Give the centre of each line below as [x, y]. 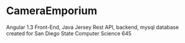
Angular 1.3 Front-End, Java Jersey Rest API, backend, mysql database [92, 27]
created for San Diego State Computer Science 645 [69, 33]
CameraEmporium [52, 11]
